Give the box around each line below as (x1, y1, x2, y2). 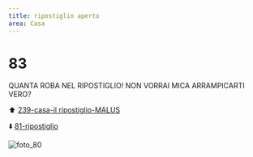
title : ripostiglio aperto (8, 11, 100, 20)
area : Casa (8, 19, 45, 28)
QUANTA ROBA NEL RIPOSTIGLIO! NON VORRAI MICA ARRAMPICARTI (8, 81, 245, 91)
